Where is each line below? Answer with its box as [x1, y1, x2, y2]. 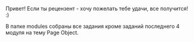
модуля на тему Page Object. [5, 29, 79, 36]
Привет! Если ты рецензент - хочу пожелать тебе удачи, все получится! [5, 5, 188, 12]
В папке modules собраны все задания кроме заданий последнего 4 [5, 23, 180, 30]
